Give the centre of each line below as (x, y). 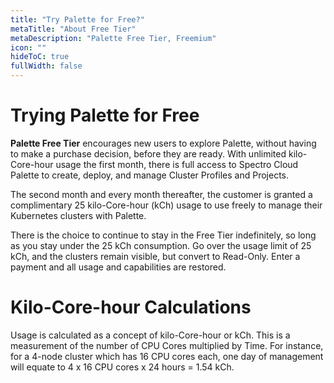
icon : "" (28, 47)
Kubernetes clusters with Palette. (78, 215)
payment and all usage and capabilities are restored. (118, 267)
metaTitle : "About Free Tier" (73, 29)
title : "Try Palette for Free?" (77, 19)
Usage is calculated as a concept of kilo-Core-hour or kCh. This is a (150, 335)
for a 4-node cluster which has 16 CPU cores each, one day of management (167, 356)
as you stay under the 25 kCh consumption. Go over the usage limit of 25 (161, 245)
